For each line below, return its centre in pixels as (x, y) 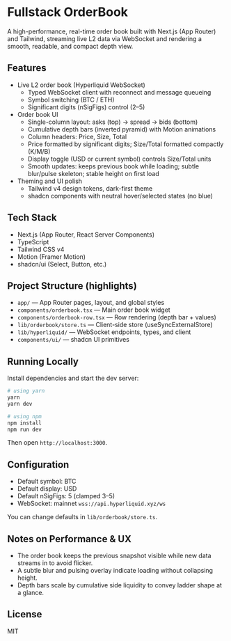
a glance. (30, 593)
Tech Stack (32, 217)
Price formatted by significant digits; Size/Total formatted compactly (126, 144)
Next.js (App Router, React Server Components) (86, 235)
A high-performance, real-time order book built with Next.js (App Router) (112, 31)
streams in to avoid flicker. (55, 563)
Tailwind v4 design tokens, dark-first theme (90, 188)
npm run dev (24, 429)
